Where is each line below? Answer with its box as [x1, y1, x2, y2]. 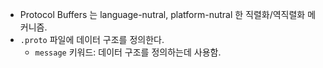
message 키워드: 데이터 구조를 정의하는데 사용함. [34, 46, 222, 58]
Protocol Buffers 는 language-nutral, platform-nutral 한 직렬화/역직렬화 [19, 9, 306, 20]
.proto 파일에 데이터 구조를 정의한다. [19, 34, 165, 45]
